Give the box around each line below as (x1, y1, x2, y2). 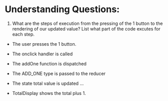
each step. (12, 31, 35, 37)
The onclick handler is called (12, 51, 73, 57)
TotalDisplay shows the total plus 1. (12, 90, 86, 96)
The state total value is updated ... (12, 80, 84, 86)
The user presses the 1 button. (12, 41, 77, 47)
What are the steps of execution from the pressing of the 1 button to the (12, 20, 163, 26)
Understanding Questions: (5, 4, 120, 15)
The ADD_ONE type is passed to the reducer (12, 70, 106, 77)
